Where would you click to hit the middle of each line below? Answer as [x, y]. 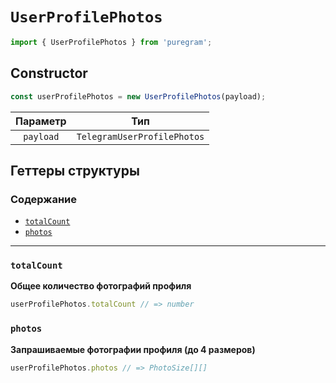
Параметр [41, 121]
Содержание [44, 199]
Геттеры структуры [75, 170]
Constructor [49, 73]
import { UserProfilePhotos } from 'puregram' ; [111, 42]
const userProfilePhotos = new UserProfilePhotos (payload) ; [138, 96]
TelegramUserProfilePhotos [140, 136]
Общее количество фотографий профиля [101, 286]
